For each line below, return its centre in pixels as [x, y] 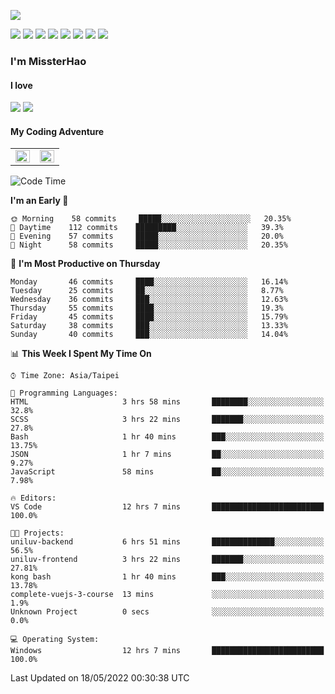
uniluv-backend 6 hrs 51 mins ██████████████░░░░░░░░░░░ [167, 542]
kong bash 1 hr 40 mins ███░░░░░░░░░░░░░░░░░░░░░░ [167, 577]
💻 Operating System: [55, 640]
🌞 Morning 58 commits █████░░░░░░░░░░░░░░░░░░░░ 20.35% [151, 219]
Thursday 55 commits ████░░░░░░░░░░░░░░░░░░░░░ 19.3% [147, 308]
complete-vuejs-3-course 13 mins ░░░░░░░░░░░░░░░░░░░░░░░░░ [167, 595]
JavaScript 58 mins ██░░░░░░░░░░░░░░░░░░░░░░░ [167, 472]
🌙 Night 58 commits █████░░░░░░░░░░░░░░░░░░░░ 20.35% [149, 245]
